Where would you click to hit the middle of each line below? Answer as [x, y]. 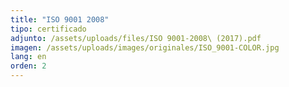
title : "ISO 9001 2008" [60, 19]
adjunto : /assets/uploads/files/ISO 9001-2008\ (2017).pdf [136, 38]
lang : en [28, 57]
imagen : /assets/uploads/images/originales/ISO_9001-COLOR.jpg [145, 47]
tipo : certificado [48, 29]
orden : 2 [28, 66]
